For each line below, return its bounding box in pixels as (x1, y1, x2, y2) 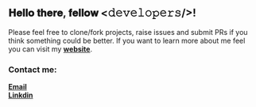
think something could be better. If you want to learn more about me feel (8, 36, 246, 45)
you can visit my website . (8, 44, 93, 54)
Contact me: (8, 63, 57, 75)
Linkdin (8, 90, 33, 100)
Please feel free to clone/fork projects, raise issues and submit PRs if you (8, 27, 248, 36)
